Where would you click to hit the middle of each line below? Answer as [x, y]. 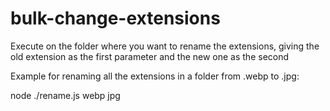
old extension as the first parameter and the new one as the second [150, 56]
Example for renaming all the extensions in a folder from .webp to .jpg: [155, 76]
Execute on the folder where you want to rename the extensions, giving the [165, 46]
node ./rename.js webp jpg [65, 95]
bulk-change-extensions [115, 18]
